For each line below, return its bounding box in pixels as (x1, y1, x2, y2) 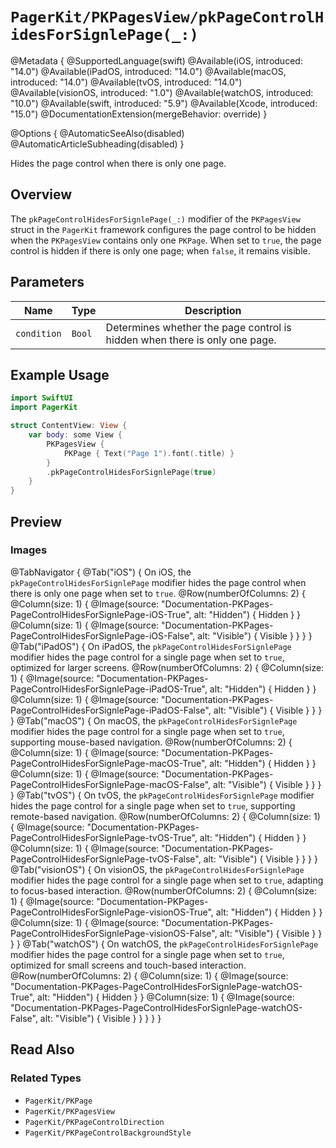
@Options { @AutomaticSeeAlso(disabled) (10, 127, 185, 139)
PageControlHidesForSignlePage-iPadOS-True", (10, 683, 208, 695)
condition (15, 328, 62, 339)
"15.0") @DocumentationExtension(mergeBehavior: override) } (10, 108, 268, 120)
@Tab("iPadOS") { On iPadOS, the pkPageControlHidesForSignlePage (10, 640, 292, 652)
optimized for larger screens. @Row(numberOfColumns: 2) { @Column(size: (10, 661, 325, 673)
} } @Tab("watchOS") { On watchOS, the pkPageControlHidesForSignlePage (10, 938, 319, 950)
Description (184, 303, 242, 317)
